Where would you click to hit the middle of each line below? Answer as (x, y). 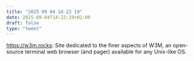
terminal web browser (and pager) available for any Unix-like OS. (106, 52)
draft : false (23, 23)
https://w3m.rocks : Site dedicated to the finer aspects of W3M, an (89, 45)
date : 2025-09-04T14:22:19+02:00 (48, 17)
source (15, 52)
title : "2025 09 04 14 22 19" (45, 12)
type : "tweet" (24, 28)
